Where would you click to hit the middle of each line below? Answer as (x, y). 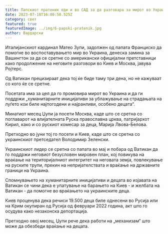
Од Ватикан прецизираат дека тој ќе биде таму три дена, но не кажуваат (83, 78)
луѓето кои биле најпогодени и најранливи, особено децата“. (70, 104)
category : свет (21, 19)
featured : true (21, 24)
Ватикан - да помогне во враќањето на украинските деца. (68, 191)
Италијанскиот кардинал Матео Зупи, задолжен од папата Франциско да (83, 47)
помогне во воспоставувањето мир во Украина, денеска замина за (77, 53)
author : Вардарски (24, 33)
